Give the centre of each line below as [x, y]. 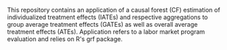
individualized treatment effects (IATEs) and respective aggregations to [107, 17]
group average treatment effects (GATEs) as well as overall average [103, 24]
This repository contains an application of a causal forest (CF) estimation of [114, 10]
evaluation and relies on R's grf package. [65, 39]
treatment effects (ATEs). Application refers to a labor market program [106, 32]
